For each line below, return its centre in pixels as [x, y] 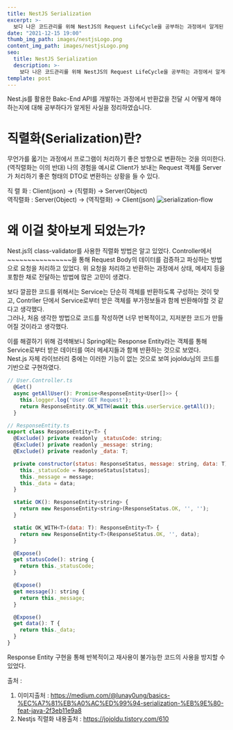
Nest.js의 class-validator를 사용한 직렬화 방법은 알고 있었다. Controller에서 [110, 251]
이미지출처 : [33, 695]
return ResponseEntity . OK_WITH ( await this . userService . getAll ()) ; [118, 406]
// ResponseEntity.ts [38, 425]
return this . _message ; [52, 598]
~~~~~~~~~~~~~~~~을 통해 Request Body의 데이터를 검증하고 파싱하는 [108, 260]
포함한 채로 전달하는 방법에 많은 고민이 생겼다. [69, 277]
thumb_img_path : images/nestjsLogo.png [65, 40]
